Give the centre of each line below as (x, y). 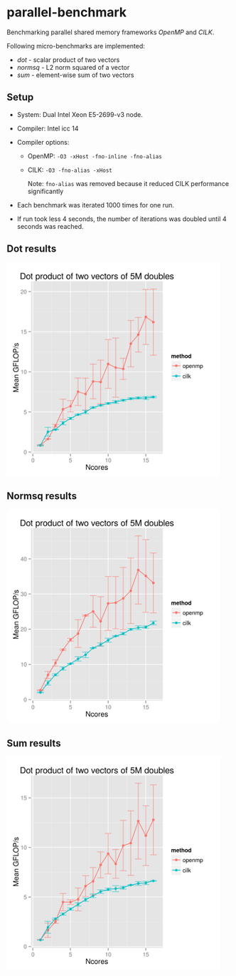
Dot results (32, 249)
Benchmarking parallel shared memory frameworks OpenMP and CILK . (111, 32)
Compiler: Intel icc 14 (48, 128)
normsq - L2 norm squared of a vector (73, 67)
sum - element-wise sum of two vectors (75, 75)
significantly (45, 191)
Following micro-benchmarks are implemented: (76, 46)
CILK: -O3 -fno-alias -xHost (70, 170)
